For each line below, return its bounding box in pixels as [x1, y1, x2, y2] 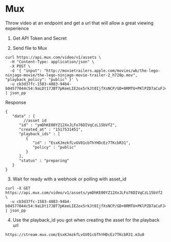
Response [5, 99, 26, 105]
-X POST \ [10, 64, 31, 69]
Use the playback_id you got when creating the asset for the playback [12, 217, 160, 223]
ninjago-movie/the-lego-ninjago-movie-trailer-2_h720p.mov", [5, 72, 138, 78]
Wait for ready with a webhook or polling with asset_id [12, 176, 127, 182]
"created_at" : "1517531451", [18, 127, 83, 132]
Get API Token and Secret [12, 35, 67, 41]
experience [5, 25, 29, 31]
